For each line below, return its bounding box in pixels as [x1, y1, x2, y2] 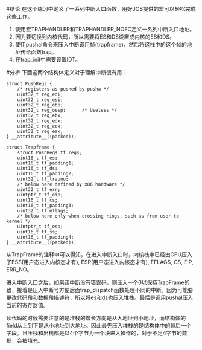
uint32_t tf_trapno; [17, 176, 69, 182]
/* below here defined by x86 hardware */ [17, 181, 125, 187]
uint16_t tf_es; [17, 155, 58, 161]
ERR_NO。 [6, 266, 33, 273]
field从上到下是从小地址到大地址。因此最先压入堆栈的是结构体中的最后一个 [6, 322, 192, 329]
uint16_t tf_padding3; [17, 203, 74, 209]
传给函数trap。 [20, 48, 57, 56]
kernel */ [6, 218, 31, 224]
